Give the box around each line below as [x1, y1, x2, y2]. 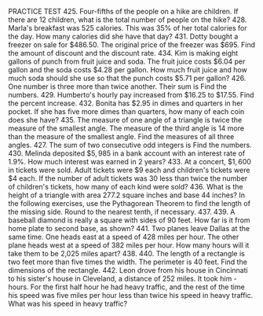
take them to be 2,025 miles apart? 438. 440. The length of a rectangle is [8, 249, 245, 258]
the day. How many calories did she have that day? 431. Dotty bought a [8, 31, 239, 41]
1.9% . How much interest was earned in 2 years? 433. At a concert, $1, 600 [8, 157, 251, 166]
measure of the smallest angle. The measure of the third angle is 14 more [8, 123, 245, 133]
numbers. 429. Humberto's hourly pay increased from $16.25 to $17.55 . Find [8, 90, 254, 99]
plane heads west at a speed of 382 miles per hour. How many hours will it [8, 241, 250, 250]
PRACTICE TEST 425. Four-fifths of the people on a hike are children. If [8, 7, 239, 16]
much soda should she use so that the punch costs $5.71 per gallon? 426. [8, 74, 247, 83]
